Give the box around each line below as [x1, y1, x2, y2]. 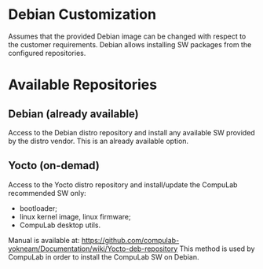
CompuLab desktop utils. [19, 220, 101, 230]
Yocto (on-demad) [8, 159, 100, 172]
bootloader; [19, 203, 57, 213]
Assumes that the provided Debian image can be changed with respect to [8, 31, 247, 41]
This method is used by [179, 244, 255, 253]
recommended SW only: [8, 188, 86, 197]
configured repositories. [8, 48, 86, 57]
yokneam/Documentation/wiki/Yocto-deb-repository [8, 244, 178, 253]
